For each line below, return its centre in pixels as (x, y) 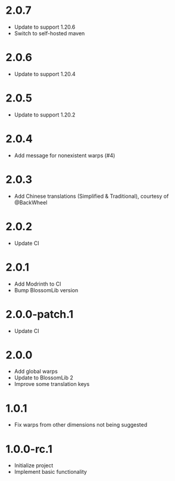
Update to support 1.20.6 (45, 27)
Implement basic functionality (51, 472)
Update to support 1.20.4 (45, 74)
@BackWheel (31, 202)
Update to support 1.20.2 (45, 115)
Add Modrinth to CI (37, 284)
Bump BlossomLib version (46, 290)
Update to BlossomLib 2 (44, 378)
